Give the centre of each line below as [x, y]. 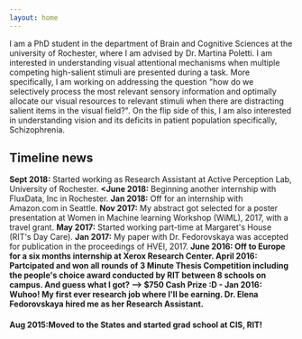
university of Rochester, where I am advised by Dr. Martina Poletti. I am [141, 53]
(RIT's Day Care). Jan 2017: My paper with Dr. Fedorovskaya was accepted [149, 237]
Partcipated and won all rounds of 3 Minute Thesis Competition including [149, 266]
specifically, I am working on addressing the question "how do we [132, 81]
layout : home [34, 18]
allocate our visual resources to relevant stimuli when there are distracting [146, 101]
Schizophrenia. [37, 129]
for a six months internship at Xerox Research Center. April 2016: [133, 256]
